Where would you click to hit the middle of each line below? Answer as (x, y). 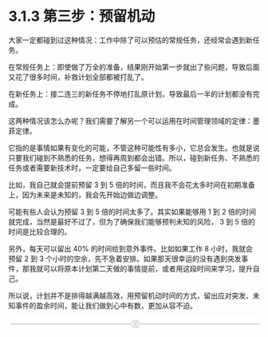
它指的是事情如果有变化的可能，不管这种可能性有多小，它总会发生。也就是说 (134, 148)
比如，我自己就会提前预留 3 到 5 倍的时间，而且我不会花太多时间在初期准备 (132, 184)
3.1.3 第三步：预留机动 (82, 16)
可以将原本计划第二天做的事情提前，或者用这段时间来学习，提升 (148, 268)
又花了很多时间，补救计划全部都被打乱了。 (78, 77)
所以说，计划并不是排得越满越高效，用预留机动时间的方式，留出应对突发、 (130, 295)
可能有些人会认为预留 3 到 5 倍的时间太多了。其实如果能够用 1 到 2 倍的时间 (132, 212)
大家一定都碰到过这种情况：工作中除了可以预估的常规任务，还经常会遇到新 (130, 40)
